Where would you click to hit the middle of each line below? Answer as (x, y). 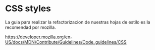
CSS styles (28, 9)
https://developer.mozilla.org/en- (39, 37)
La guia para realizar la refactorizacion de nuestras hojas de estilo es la (78, 22)
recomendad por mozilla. (30, 27)
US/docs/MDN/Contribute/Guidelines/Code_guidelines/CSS (66, 42)
